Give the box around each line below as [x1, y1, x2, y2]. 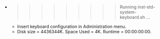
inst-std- [137, 4, 156, 10]
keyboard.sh [119, 14, 145, 20]
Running [119, 4, 137, 10]
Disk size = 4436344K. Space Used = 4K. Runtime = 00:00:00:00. [17, 29, 152, 34]
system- [119, 9, 136, 15]
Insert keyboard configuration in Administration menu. [17, 24, 127, 29]
